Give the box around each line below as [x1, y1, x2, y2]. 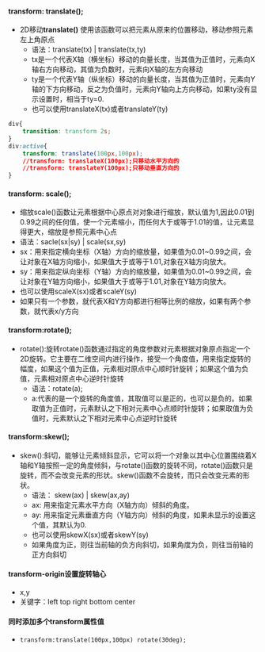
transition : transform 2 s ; [22, 128, 112, 136]
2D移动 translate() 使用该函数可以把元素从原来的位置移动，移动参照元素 [19, 25, 254, 35]
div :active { [8, 142, 47, 150]
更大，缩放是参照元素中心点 [26, 227, 117, 237]
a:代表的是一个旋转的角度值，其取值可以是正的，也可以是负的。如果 [31, 393, 253, 403]
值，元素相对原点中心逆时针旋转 [19, 374, 124, 383]
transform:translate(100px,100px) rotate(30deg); [19, 636, 187, 644]
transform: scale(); [8, 189, 72, 198]
